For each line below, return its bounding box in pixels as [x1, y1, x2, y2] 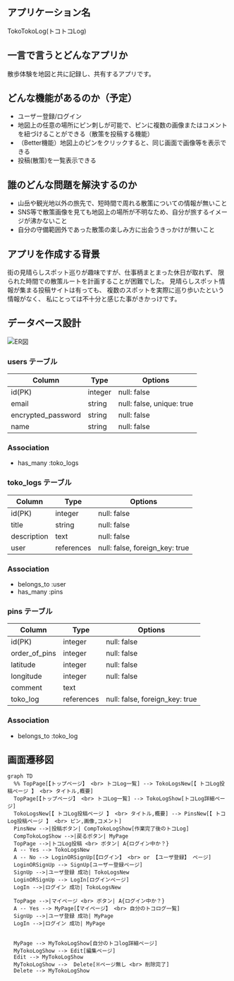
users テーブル [7, 356, 58, 366]
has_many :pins [17, 588, 63, 596]
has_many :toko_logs [17, 459, 79, 467]
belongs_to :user [17, 580, 66, 589]
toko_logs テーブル [7, 478, 72, 488]
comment [11, 683, 42, 693]
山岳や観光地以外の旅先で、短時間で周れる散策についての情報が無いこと [17, 199, 228, 207]
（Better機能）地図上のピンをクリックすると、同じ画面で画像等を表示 [17, 138, 221, 147]
